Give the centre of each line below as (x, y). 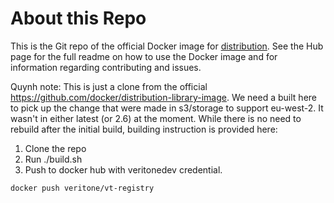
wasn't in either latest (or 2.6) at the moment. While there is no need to (156, 118)
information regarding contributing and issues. (106, 67)
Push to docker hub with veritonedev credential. (123, 169)
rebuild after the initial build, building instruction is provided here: (144, 129)
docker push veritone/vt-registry (82, 188)
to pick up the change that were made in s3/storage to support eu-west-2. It (167, 108)
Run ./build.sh (53, 159)
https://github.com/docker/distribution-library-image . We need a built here (163, 97)
